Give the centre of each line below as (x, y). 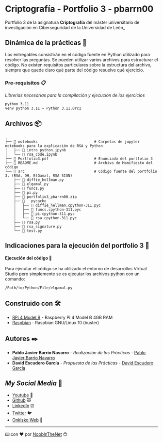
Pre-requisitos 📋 (25, 82)
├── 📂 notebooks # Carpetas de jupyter (72, 142)
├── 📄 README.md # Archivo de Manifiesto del (79, 163)
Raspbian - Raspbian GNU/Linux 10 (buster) (56, 323)
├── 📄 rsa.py (27, 222)
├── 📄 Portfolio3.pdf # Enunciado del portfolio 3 (79, 159)
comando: (15, 279)
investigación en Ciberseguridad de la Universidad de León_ (65, 27)
